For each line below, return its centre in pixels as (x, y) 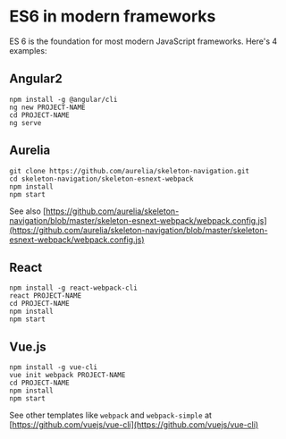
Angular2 (36, 79)
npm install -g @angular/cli (63, 99)
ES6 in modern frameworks (113, 17)
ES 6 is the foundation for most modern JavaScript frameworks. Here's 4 (143, 41)
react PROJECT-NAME (46, 296)
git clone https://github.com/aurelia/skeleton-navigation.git (130, 171)
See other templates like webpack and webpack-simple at (111, 415)
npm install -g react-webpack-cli (74, 288)
